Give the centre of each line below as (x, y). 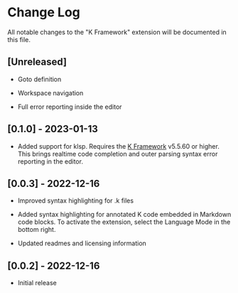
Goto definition (39, 79)
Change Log (44, 12)
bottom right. (37, 230)
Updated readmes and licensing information (82, 243)
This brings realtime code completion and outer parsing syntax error (118, 154)
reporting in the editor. (50, 161)
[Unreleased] (37, 62)
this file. (19, 39)
